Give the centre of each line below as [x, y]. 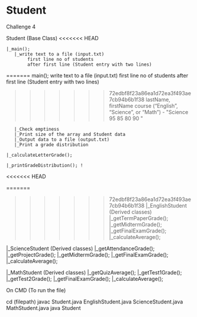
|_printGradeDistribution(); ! [45, 165]
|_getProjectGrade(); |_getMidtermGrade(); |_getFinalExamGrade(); [87, 254]
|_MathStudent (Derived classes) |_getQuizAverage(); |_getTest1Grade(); [94, 272]
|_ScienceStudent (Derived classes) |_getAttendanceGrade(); [80, 248]
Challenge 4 [21, 27]
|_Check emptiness [37, 129]
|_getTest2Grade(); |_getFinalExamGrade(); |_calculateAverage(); [85, 279]
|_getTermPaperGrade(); [139, 218]
